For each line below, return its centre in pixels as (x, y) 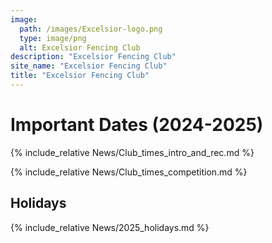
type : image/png (53, 38)
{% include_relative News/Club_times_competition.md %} (129, 172)
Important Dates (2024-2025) (137, 125)
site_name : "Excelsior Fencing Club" (89, 66)
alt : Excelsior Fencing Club (80, 47)
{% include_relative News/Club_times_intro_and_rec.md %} (132, 152)
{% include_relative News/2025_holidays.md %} (110, 227)
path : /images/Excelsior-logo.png (91, 29)
